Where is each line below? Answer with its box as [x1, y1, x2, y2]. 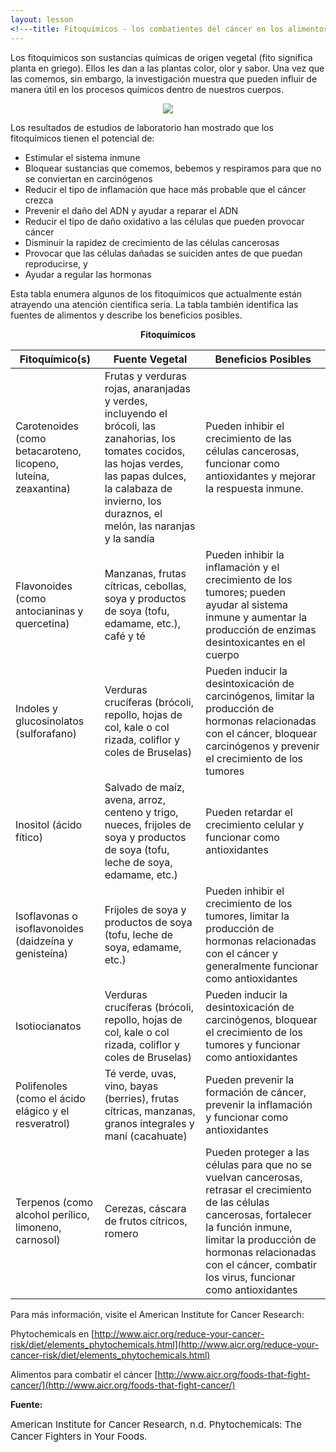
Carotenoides [15, 419, 79, 433]
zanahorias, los [104, 431, 176, 445]
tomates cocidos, [104, 444, 186, 458]
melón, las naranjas [104, 519, 196, 533]
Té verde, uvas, [104, 1066, 177, 1080]
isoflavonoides [15, 921, 85, 935]
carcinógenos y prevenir [205, 739, 320, 753]
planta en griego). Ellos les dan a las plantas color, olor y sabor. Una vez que [10, 62, 325, 74]
